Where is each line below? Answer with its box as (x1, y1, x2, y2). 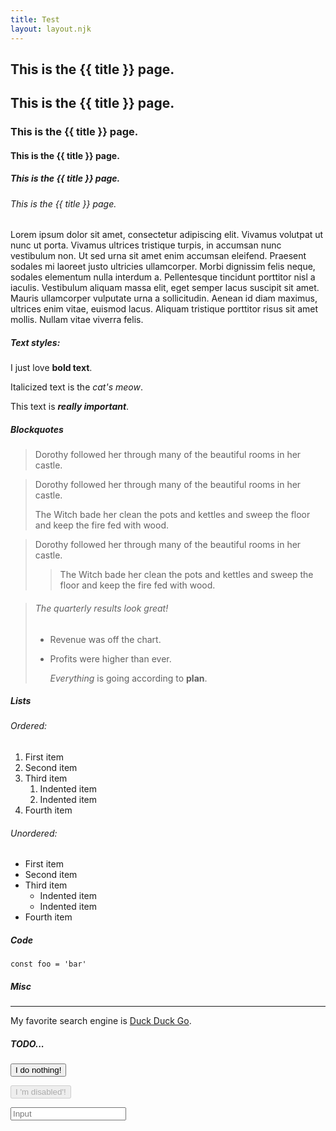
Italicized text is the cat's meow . (10, 381, 143, 393)
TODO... (10, 1037, 45, 1050)
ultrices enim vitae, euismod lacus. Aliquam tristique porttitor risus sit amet (10, 303, 318, 315)
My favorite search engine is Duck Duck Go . (10, 1015, 192, 1027)
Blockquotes (10, 423, 64, 435)
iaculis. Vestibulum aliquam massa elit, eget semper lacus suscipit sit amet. (10, 282, 320, 294)
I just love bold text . (10, 362, 93, 374)
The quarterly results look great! (34, 602, 169, 614)
